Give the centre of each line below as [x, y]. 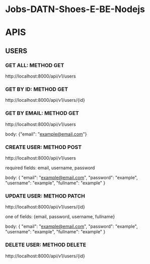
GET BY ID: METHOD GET [37, 89]
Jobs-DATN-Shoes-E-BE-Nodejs [75, 9]
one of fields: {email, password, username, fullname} [60, 217]
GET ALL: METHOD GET [35, 65]
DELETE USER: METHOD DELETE [46, 245]
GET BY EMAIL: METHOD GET [42, 113]
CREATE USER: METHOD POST [44, 147]
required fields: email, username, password [50, 168]
